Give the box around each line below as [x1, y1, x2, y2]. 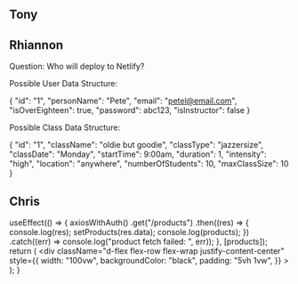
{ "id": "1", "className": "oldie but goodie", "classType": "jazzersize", [9, 140, 264, 150]
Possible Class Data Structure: [9, 122, 121, 133]
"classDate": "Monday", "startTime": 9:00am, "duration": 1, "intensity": [9, 149, 267, 159]
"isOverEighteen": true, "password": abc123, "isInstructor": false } [9, 105, 251, 116]
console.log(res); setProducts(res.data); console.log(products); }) [9, 227, 250, 238]
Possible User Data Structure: [9, 78, 118, 89]
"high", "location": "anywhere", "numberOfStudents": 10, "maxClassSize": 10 [9, 158, 289, 169]
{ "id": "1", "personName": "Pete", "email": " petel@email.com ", [9, 95, 238, 106]
